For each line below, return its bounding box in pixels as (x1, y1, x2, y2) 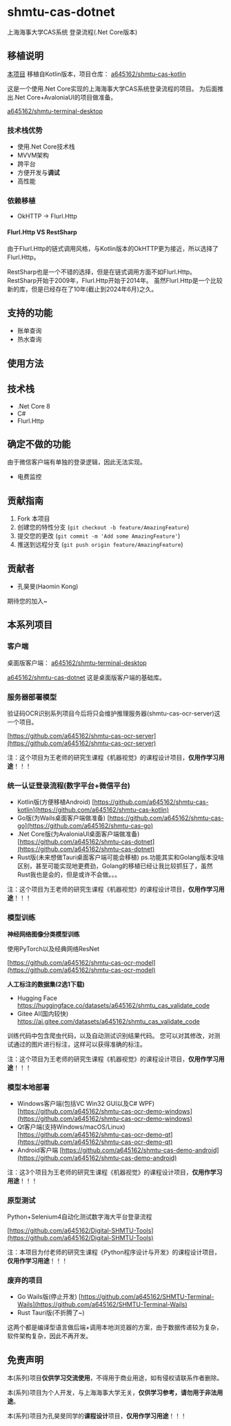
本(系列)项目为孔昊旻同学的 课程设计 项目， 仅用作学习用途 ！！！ (7, 1411, 188, 1420)
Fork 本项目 (17, 514, 50, 523)
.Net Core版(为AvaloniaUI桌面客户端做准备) (17, 830, 140, 838)
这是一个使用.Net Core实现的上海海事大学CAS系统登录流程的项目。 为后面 (7, 84, 218, 93)
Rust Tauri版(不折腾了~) (17, 1308, 85, 1317)
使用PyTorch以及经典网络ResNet (7, 944, 100, 953)
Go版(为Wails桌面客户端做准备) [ (17, 814, 110, 823)
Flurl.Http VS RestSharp (7, 227, 77, 236)
